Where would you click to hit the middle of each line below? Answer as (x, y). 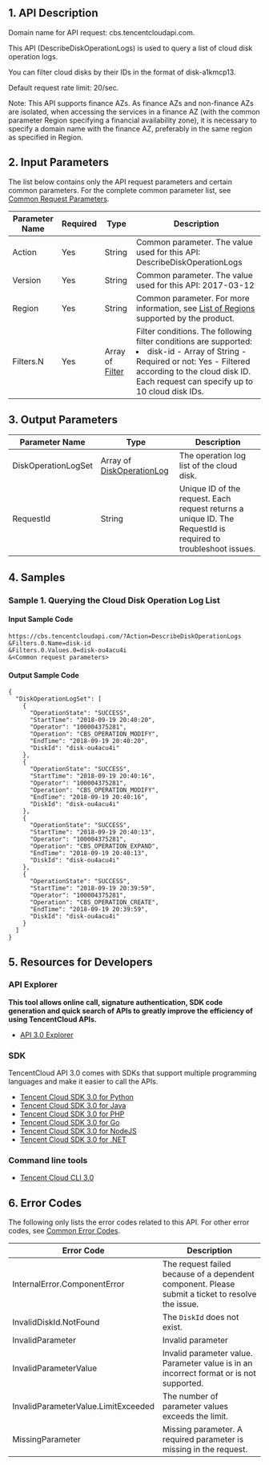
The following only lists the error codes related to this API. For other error (129, 1222)
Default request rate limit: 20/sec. (64, 87)
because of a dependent (208, 1274)
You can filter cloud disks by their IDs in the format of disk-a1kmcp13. (122, 72)
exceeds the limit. (195, 1416)
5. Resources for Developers (81, 962)
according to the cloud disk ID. (193, 371)
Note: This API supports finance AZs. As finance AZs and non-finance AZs (131, 103)
